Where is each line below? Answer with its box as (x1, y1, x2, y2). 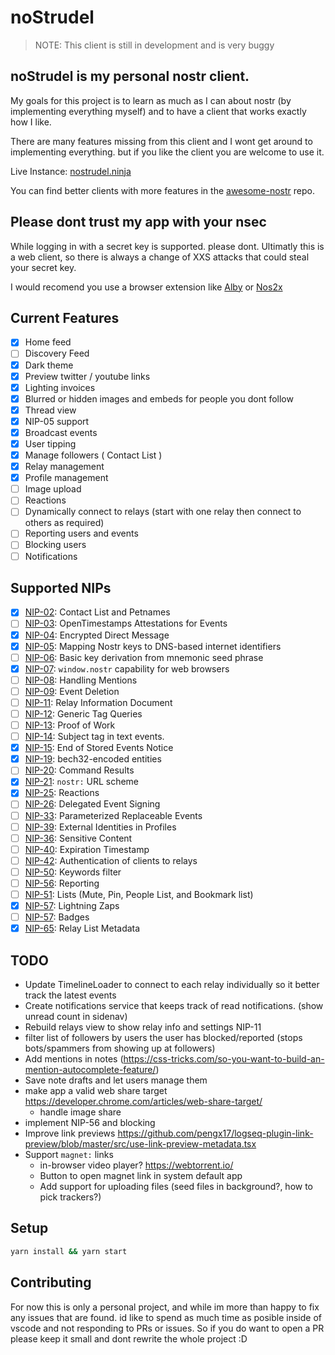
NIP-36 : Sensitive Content (24, 832, 133, 844)
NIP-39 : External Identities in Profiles (24, 821, 177, 833)
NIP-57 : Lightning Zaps (24, 900, 120, 911)
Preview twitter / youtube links (24, 370, 151, 382)
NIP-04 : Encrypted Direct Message (24, 629, 170, 641)
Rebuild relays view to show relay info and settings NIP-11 (24, 1021, 262, 1033)
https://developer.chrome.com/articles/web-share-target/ (24, 1096, 263, 1107)
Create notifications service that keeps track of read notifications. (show (24, 1000, 324, 1011)
